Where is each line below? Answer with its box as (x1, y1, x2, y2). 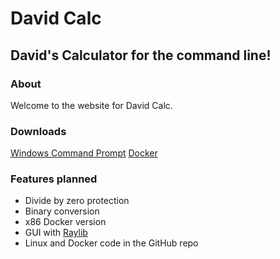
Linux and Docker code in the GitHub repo (24, 237, 199, 249)
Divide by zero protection (24, 195, 130, 207)
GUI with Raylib (24, 227, 88, 239)
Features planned (10, 172, 98, 186)
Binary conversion (24, 205, 100, 217)
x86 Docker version (24, 216, 107, 228)
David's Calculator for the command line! (10, 47, 272, 64)
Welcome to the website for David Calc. (10, 99, 173, 111)
